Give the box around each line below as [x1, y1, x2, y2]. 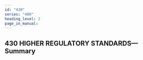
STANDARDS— [90, 39, 138, 47]
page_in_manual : [4, 21, 38, 26]
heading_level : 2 [4, 16, 41, 21]
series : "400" [4, 12, 34, 17]
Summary [4, 47, 36, 55]
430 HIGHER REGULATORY [4, 39, 90, 47]
